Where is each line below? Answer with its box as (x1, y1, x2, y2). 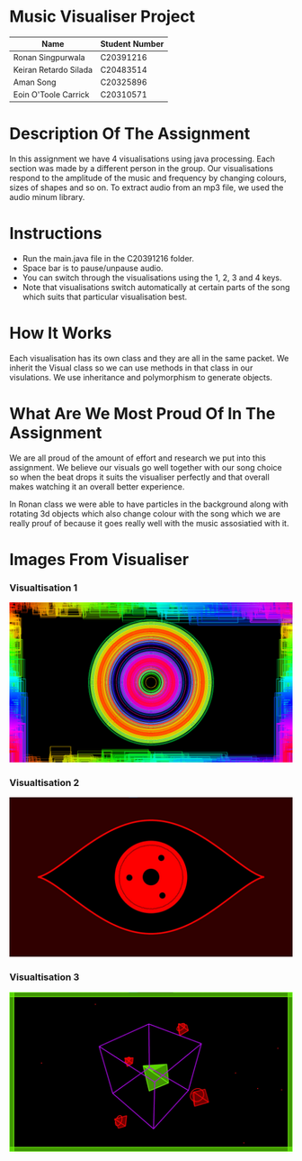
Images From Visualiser (9, 549, 190, 570)
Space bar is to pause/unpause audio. (22, 262, 164, 273)
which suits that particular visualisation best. (22, 291, 188, 302)
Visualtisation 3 (9, 971, 80, 983)
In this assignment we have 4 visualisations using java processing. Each (9, 153, 276, 164)
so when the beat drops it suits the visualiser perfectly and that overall (9, 471, 270, 482)
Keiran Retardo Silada (13, 64, 93, 75)
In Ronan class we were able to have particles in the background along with (9, 498, 289, 509)
